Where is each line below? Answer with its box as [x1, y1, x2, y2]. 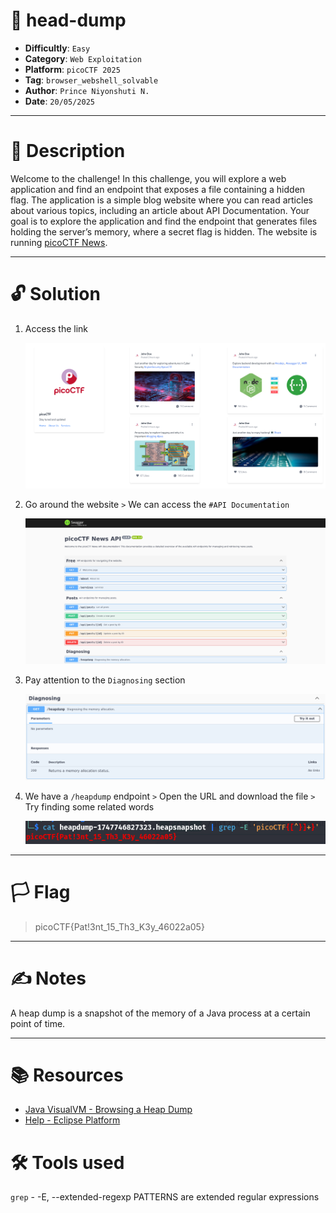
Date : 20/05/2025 [24, 95, 95, 107]
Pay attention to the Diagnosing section [24, 674, 186, 686]
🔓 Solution [10, 283, 101, 306]
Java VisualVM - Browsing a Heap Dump [24, 1104, 193, 1116]
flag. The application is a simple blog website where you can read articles [10, 194, 313, 206]
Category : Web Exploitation [24, 52, 142, 64]
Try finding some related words [24, 800, 155, 813]
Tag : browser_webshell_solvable [24, 74, 159, 86]
